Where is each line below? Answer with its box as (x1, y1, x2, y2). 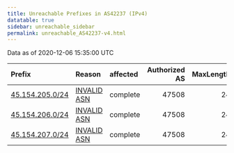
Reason (75, 70, 101, 79)
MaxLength (192, 70, 231, 79)
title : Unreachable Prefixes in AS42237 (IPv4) (7, 10, 148, 17)
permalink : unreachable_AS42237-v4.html (7, 29, 127, 37)
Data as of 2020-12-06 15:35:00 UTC (7, 49, 114, 57)
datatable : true (7, 17, 54, 24)
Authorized (147, 65, 186, 75)
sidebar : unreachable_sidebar (7, 23, 95, 30)
